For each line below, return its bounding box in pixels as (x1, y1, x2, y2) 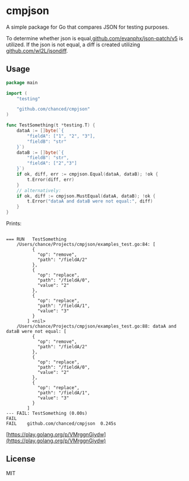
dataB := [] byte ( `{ (16, 149, 64, 156)
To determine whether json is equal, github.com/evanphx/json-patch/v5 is (6, 35, 183, 42)
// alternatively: (16, 187, 61, 194)
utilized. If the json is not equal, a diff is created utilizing (6, 41, 140, 48)
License (6, 454, 36, 464)
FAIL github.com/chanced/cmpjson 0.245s (6, 421, 116, 427)
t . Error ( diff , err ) (27, 177, 75, 183)
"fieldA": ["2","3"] (27, 160, 77, 166)
